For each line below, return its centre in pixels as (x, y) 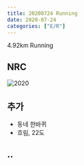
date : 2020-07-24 (32, 20)
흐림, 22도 (31, 133)
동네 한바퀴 (32, 124)
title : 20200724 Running (42, 13)
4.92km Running (30, 46)
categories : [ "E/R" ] (37, 26)
